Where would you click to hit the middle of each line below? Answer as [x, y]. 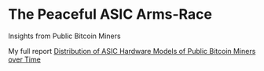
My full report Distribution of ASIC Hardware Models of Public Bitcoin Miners [132, 51]
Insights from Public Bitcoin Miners [64, 36]
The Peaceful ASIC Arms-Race [110, 14]
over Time [24, 59]
